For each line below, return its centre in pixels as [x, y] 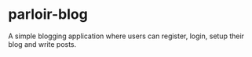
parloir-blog [48, 14]
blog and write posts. [42, 44]
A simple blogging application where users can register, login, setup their [126, 36]
